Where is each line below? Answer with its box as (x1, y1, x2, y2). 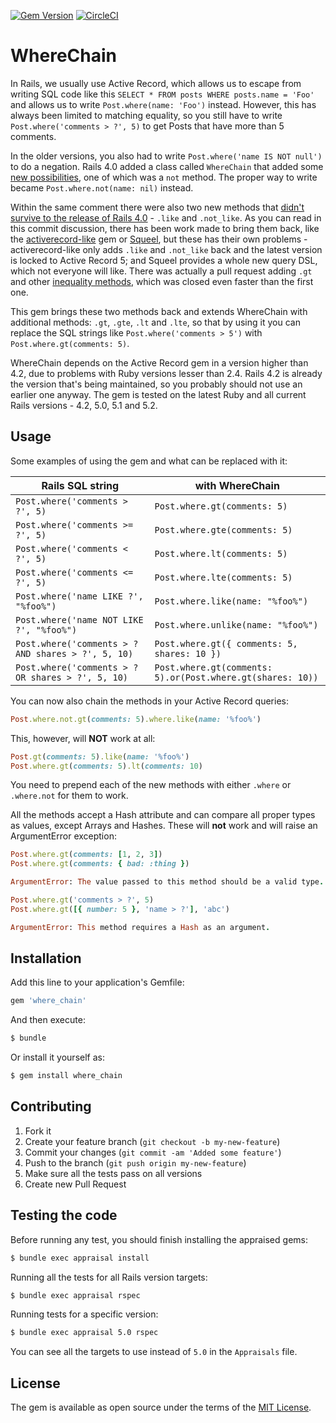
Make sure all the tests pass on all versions (24, 1167, 203, 1179)
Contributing (10, 1098, 92, 1115)
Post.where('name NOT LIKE (15, 614, 144, 625)
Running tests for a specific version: (10, 1308, 159, 1320)
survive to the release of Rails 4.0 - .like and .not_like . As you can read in (10, 211, 322, 224)
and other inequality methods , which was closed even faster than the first (10, 275, 314, 287)
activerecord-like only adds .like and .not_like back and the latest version (10, 243, 323, 255)
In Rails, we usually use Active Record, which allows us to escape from (10, 77, 302, 89)
